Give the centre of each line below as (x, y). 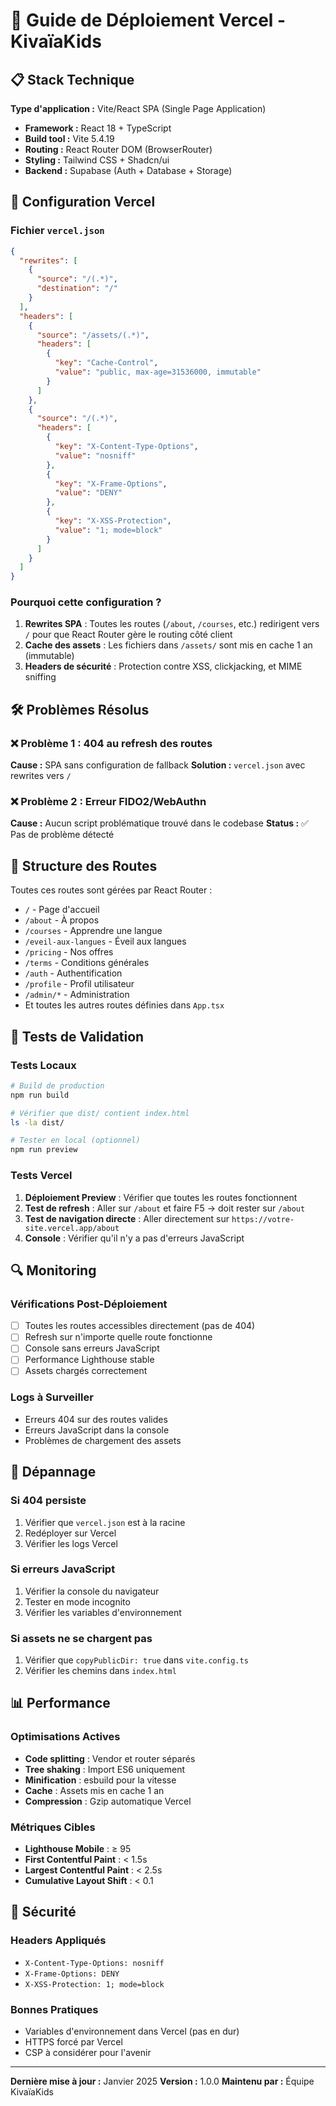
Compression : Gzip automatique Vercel (108, 1801)
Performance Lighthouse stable (89, 1360)
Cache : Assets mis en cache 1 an (94, 1790)
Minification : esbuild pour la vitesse (100, 1780)
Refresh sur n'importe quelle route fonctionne (118, 1337)
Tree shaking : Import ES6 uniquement (105, 1769)
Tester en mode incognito (77, 1601)
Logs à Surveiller (52, 1397)
